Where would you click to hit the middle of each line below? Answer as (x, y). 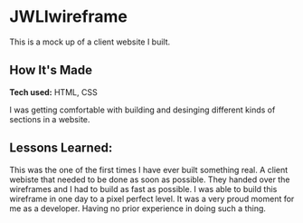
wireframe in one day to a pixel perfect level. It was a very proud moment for (152, 199)
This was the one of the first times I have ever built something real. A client (149, 170)
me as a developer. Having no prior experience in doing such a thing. (138, 208)
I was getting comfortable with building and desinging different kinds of (142, 110)
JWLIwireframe (69, 17)
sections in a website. (50, 119)
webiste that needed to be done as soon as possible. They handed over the (150, 179)
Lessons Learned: (61, 148)
